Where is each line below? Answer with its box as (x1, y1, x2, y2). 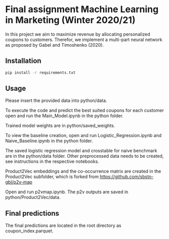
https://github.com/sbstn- (99, 174, 154, 180)
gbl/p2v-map (5, 179, 33, 185)
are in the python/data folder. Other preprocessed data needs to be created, (5, 153, 164, 159)
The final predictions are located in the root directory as (5, 222, 121, 229)
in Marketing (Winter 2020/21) (5, 14, 136, 26)
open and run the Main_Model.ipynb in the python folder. (5, 113, 124, 119)
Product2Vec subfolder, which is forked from (5, 174, 99, 180)
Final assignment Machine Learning (5, 4, 159, 15)
